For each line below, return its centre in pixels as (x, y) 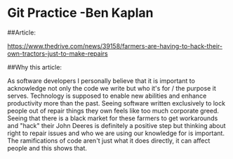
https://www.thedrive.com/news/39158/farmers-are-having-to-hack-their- (115, 46)
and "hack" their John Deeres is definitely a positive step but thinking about (116, 125)
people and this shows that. (47, 148)
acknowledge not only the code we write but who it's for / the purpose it (112, 88)
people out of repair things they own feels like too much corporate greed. (113, 110)
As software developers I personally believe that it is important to (101, 81)
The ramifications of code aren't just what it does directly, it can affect (109, 140)
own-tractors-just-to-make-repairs (58, 53)
